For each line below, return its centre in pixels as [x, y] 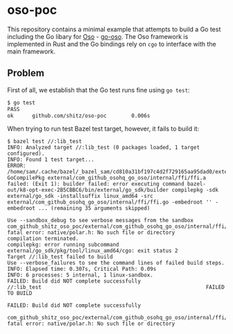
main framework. [32, 51]
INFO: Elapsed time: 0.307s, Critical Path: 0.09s [82, 269]
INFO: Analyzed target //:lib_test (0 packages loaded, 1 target [103, 148]
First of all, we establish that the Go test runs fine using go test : [98, 90]
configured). [26, 154]
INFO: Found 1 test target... [51, 160]
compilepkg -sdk [195, 190]
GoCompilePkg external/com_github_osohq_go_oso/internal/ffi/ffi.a [107, 178]
